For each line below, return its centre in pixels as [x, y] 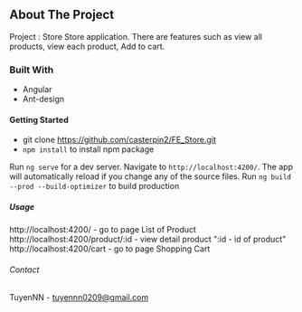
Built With [32, 70]
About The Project [62, 15]
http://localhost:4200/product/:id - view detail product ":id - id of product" [148, 240]
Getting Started [39, 119]
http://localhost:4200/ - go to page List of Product [103, 230]
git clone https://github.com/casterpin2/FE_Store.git [119, 140]
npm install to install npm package [88, 149]
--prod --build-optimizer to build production [94, 186]
